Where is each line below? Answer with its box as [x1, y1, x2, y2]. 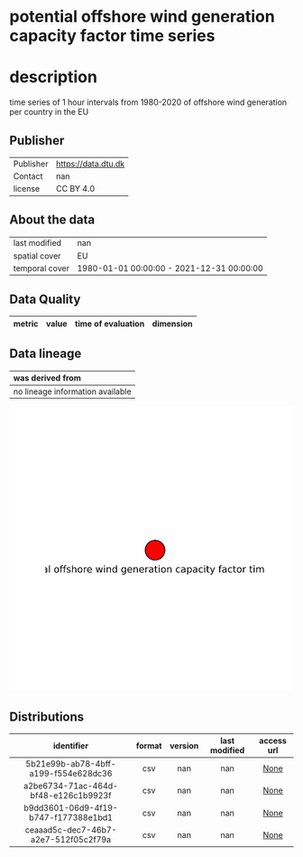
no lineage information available [13, 386, 133, 397]
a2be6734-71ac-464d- [23, 780, 119, 791]
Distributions [9, 709, 85, 724]
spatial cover [13, 250, 61, 261]
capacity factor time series [9, 25, 216, 46]
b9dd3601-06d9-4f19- [23, 803, 119, 814]
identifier [52, 739, 88, 751]
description [9, 67, 97, 88]
